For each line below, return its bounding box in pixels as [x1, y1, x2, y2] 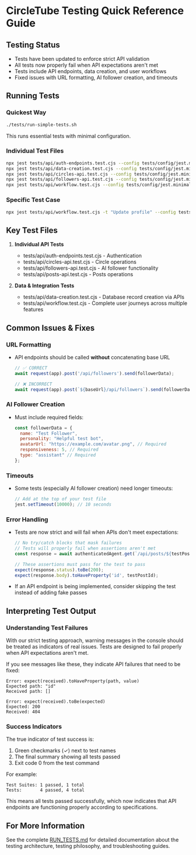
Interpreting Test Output [6, 606, 96, 616]
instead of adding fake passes [14, 589, 87, 596]
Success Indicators [6, 723, 62, 731]
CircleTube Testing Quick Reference [6, 4, 184, 18]
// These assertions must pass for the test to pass [14, 561, 146, 567]
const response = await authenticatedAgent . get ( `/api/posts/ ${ [14, 551, 172, 557]
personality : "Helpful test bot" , [20, 436, 104, 442]
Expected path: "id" [6, 684, 57, 689]
